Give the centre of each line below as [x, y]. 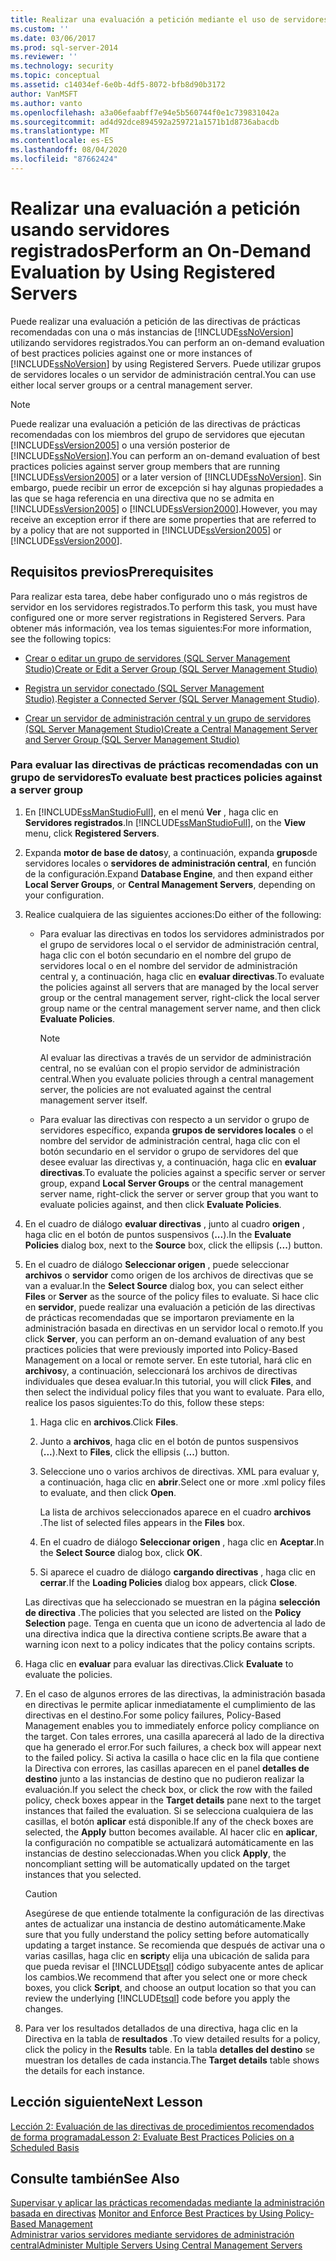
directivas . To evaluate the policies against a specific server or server [182, 1172]
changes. [44, 2008]
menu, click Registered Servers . [92, 833]
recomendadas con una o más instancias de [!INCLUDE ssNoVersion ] [152, 332]
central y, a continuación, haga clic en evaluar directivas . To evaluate [182, 976]
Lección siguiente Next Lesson [106, 2102]
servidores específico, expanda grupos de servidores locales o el [176, 1130]
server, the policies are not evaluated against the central [155, 1089]
